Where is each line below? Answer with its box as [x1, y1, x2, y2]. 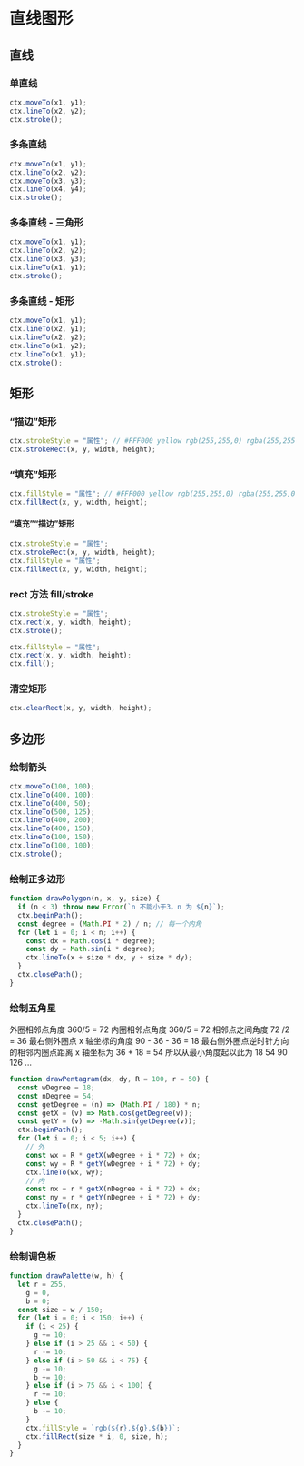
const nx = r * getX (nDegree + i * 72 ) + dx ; [25, 1184, 201, 1194]
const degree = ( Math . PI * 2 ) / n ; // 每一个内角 [17, 919, 202, 929]
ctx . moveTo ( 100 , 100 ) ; [9, 781, 95, 791]
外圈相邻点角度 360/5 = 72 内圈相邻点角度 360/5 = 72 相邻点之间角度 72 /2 [9, 1024, 290, 1035]
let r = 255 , [17, 1280, 67, 1289]
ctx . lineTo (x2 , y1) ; [9, 325, 88, 334]
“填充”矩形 [9, 467, 57, 480]
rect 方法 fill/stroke [9, 587, 94, 600]
